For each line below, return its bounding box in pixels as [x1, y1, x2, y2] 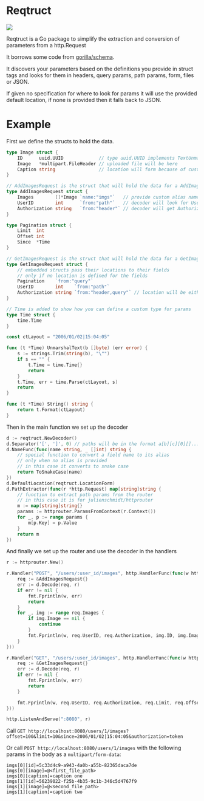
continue [38, 621, 61, 627]
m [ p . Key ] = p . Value [28, 520, 78, 526]
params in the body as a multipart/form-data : [6, 751, 121, 758]
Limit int [17, 228, 45, 234]
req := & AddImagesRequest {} [17, 576, 88, 582]
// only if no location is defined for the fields [17, 273, 148, 279]
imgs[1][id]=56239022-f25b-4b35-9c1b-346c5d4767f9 [6, 779, 137, 785]
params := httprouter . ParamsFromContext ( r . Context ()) [17, 508, 156, 515]
